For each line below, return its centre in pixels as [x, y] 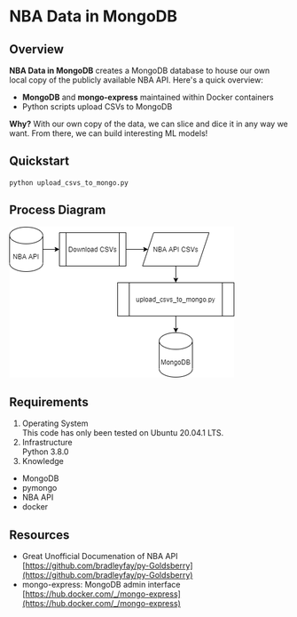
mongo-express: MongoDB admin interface [101, 585]
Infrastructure [47, 443]
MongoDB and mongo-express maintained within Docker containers [148, 97]
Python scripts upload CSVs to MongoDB [97, 107]
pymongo [39, 488]
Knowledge [43, 461]
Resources [39, 535]
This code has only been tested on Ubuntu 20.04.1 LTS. [123, 433]
